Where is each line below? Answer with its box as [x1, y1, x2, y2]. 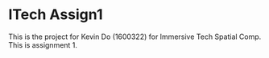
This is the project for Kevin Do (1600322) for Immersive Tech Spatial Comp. [8, 32, 262, 41]
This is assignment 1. [8, 40, 78, 49]
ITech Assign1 [8, 6, 103, 24]
